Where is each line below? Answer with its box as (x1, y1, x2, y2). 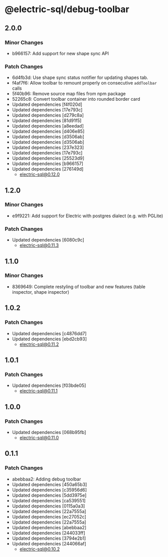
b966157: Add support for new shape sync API (12, 50, 109, 56)
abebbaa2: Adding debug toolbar (12, 476, 81, 482)
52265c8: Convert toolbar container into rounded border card (12, 96, 141, 102)
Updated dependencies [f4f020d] (12, 101, 83, 107)
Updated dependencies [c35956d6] (12, 487, 87, 493)
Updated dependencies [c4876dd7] (12, 330, 87, 336)
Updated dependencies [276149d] (12, 166, 84, 172)
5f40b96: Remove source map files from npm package (12, 91, 126, 97)
